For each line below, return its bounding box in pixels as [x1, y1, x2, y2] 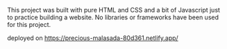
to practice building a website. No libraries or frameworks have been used [7, 13, 219, 21]
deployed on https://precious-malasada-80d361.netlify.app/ [7, 34, 178, 42]
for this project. [7, 21, 51, 28]
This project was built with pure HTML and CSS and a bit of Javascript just [7, 6, 221, 14]
